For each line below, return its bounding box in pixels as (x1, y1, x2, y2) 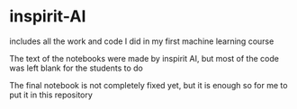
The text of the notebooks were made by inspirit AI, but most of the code (9, 53, 279, 63)
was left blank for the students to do (9, 63, 144, 73)
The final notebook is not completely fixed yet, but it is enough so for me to (9, 80, 288, 90)
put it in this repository (9, 89, 93, 100)
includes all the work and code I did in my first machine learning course (9, 36, 274, 46)
